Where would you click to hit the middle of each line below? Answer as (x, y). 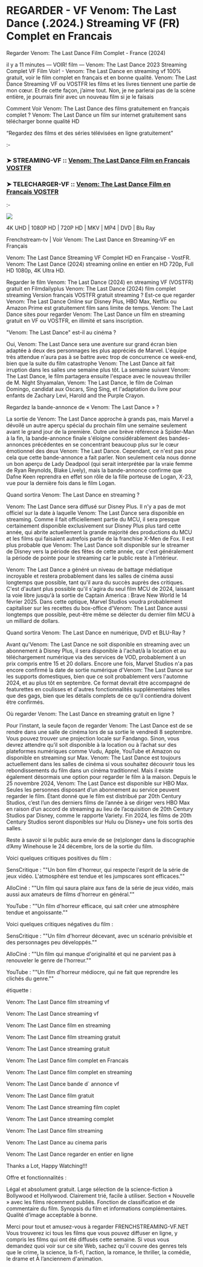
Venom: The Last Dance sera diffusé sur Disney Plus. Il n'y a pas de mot (96, 507)
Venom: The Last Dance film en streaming (58, 1025)
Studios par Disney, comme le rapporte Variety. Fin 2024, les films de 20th (99, 816)
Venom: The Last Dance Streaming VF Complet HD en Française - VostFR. (98, 258)
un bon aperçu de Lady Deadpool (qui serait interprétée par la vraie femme (99, 464)
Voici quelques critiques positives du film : (59, 858)
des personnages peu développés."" (52, 943)
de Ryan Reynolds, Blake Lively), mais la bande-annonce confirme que (94, 470)
